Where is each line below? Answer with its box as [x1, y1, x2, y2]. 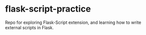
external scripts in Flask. [5, 24, 54, 30]
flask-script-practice [5, 3, 91, 15]
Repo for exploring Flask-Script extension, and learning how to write [5, 19, 142, 25]
